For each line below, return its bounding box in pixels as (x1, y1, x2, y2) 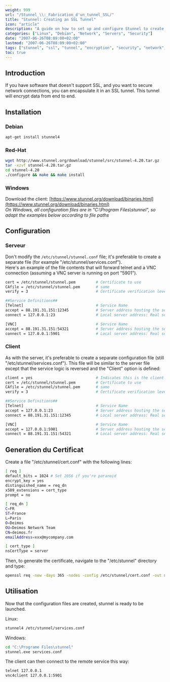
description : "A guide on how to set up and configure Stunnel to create (5, 26, 164, 32)
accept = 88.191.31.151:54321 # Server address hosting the (5, 326, 159, 331)
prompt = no (5, 492, 30, 498)
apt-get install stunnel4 (5, 135, 60, 140)
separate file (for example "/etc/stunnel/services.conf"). (5, 259, 122, 265)
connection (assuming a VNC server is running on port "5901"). (5, 270, 138, 276)
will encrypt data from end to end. (5, 93, 76, 99)
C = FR (5, 506, 15, 511)
